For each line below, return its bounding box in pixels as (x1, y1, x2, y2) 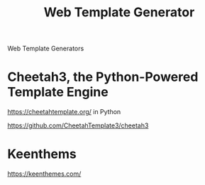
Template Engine (7, 84, 109, 100)
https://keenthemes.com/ (7, 169, 82, 178)
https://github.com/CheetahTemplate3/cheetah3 (7, 121, 149, 130)
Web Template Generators (7, 44, 84, 53)
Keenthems (7, 146, 77, 162)
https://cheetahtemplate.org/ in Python (7, 108, 121, 116)
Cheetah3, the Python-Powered (7, 69, 199, 85)
